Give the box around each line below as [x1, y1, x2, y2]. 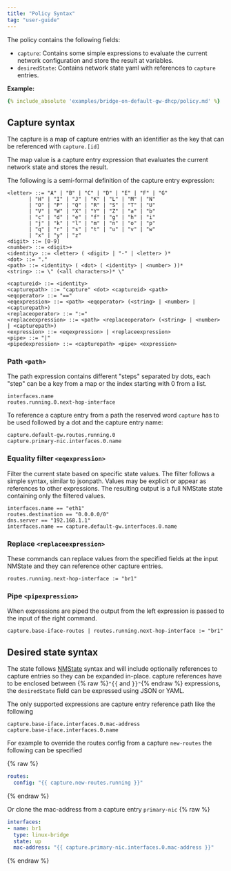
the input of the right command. [7, 614, 98, 623]
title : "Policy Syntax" [7, 10, 76, 17]
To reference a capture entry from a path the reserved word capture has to [7, 411, 219, 420]
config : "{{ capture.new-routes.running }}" [13, 779, 143, 787]
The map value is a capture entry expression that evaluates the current [7, 156, 208, 164]
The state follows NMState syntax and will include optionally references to [7, 665, 218, 673]
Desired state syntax [7, 646, 99, 658]
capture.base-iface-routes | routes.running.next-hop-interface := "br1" [7, 627, 224, 635]
